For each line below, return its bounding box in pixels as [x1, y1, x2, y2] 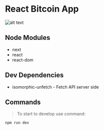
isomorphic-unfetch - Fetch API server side [12, 84, 99, 90]
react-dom [12, 57, 34, 63]
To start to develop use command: [17, 111, 86, 117]
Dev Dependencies [5, 71, 64, 79]
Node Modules [5, 34, 51, 42]
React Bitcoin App [5, 3, 79, 15]
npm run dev [5, 120, 29, 125]
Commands [5, 98, 41, 106]
